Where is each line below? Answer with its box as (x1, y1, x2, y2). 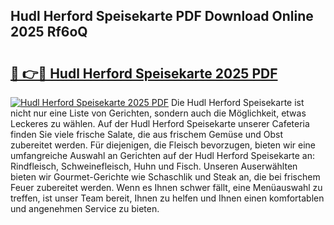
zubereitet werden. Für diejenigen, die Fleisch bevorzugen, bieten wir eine (10, 139, 317, 151)
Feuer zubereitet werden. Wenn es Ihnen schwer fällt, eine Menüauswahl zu (10, 182, 323, 193)
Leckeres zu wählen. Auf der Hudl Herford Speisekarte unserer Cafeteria (10, 118, 310, 129)
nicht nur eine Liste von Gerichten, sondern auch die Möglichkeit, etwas (10, 107, 307, 119)
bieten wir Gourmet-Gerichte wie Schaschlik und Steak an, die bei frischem (10, 171, 321, 183)
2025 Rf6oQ (10, 24, 88, 41)
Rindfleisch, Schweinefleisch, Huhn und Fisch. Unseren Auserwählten (10, 160, 298, 172)
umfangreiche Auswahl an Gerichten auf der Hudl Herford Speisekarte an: (10, 150, 315, 161)
